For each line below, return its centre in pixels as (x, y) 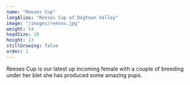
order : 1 (17, 52)
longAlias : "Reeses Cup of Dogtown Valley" (62, 18)
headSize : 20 (23, 35)
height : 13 (20, 40)
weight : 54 (20, 29)
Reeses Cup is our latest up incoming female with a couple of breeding (95, 69)
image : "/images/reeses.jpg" (43, 23)
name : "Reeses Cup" (31, 12)
